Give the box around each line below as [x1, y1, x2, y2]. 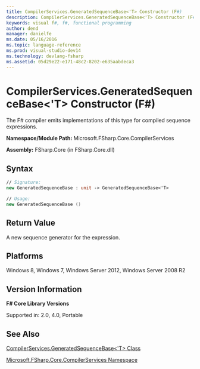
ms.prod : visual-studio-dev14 [6, 48, 82, 54]
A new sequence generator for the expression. [6, 233, 120, 241]
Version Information [6, 284, 82, 294]
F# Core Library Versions [6, 300, 70, 307]
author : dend [6, 25, 39, 32]
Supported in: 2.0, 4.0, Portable [6, 312, 83, 319]
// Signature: [6, 180, 42, 186]
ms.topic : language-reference [6, 42, 82, 48]
